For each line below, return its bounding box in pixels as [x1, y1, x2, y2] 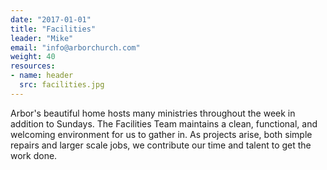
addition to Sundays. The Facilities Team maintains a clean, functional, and [10, 117, 318, 130]
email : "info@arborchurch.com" [10, 42, 141, 53]
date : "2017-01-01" [10, 14, 92, 25]
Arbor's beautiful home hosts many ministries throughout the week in [10, 107, 296, 119]
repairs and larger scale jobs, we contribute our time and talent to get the [10, 139, 312, 151]
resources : [10, 61, 56, 71]
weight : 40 [10, 52, 56, 62]
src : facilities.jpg [19, 80, 105, 90]
